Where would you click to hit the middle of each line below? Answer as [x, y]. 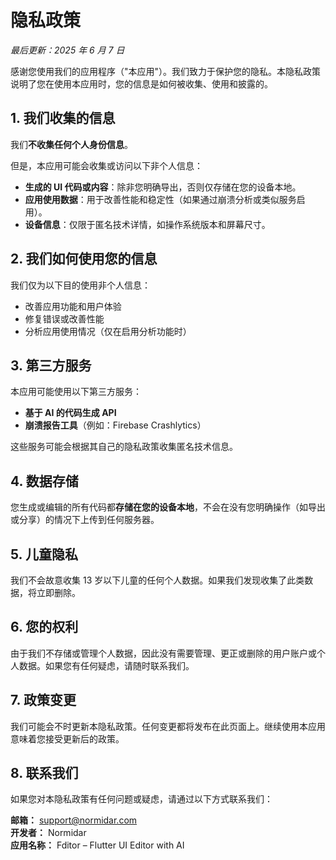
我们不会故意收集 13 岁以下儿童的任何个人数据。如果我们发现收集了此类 [157, 580]
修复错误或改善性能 [64, 318]
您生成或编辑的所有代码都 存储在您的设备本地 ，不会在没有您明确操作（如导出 [168, 507]
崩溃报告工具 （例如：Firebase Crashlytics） [115, 425]
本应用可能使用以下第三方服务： [76, 392]
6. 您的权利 [44, 627]
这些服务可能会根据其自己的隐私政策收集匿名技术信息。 [124, 447]
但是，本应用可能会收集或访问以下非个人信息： [106, 165]
